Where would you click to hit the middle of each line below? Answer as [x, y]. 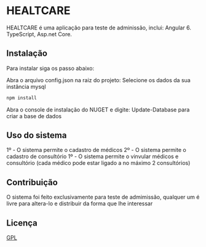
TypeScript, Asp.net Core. [39, 34]
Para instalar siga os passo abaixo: [50, 68]
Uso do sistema [37, 135]
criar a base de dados [34, 116]
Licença [22, 223]
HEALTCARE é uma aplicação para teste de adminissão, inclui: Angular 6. [99, 28]
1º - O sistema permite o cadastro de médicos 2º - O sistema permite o [96, 150]
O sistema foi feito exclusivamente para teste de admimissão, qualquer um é [103, 197]
